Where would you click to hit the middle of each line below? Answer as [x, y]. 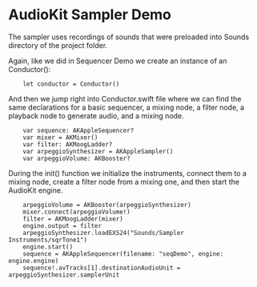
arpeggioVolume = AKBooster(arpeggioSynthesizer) [107, 205]
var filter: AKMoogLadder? [68, 144]
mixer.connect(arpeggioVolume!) [76, 212]
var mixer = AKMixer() [60, 138]
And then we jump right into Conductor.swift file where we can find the [125, 98]
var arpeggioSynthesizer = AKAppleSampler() [98, 151]
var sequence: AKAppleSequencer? [78, 130]
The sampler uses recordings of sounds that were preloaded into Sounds [129, 37]
